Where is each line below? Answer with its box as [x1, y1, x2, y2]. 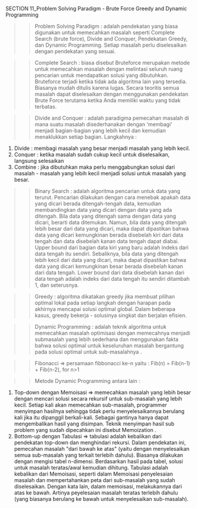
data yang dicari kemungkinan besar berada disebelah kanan [34, 263, 183, 270]
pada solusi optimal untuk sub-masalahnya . [34, 348, 142, 355]
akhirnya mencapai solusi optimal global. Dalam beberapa [34, 306, 176, 312]
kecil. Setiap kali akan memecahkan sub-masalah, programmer [14, 401, 168, 408]
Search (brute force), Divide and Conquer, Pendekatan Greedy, [34, 35, 188, 42]
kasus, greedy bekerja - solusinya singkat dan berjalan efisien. [34, 312, 187, 319]
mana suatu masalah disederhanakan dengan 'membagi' [34, 121, 173, 127]
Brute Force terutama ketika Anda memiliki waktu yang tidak [34, 97, 181, 104]
